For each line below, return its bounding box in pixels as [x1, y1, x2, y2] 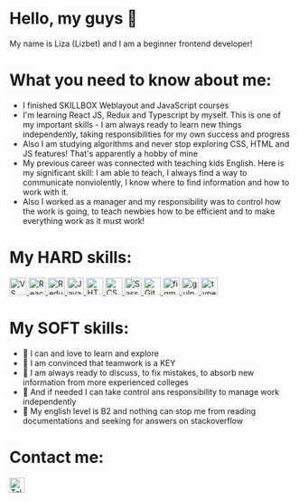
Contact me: [9, 447, 104, 468]
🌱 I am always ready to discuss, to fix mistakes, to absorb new [22, 367, 255, 378]
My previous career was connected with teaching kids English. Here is [22, 158, 285, 169]
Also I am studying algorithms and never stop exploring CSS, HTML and [22, 138, 290, 149]
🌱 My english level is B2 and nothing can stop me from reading [22, 405, 257, 416]
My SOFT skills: [9, 318, 129, 338]
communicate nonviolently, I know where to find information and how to [22, 177, 290, 188]
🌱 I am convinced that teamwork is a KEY [22, 357, 176, 368]
